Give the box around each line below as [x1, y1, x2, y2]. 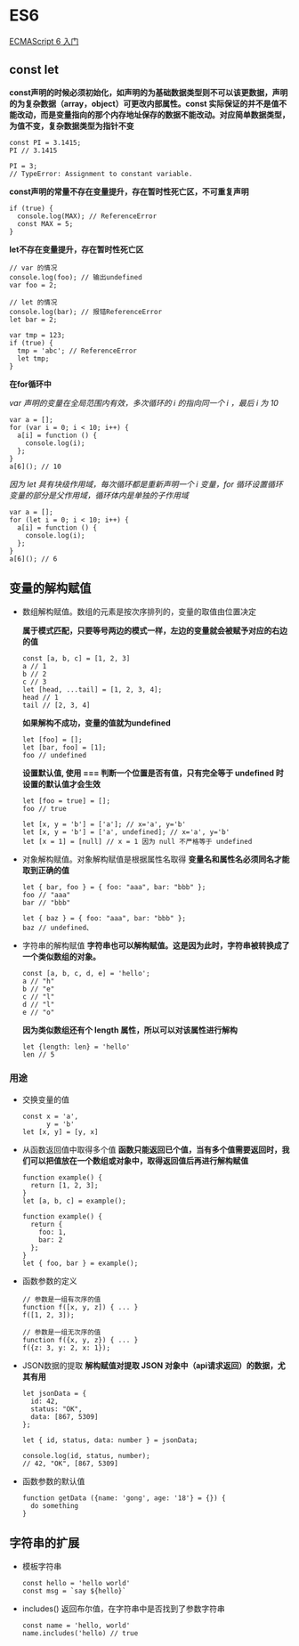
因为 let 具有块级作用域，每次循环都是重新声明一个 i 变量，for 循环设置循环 [9, 478, 283, 490]
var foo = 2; [9, 280, 58, 289]
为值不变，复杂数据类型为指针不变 [9, 120, 134, 131]
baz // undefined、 [21, 923, 93, 932]
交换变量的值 [21, 1094, 69, 1105]
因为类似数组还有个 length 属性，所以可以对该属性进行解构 [21, 1025, 238, 1035]
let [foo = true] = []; [21, 796, 111, 806]
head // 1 [21, 693, 60, 701]
